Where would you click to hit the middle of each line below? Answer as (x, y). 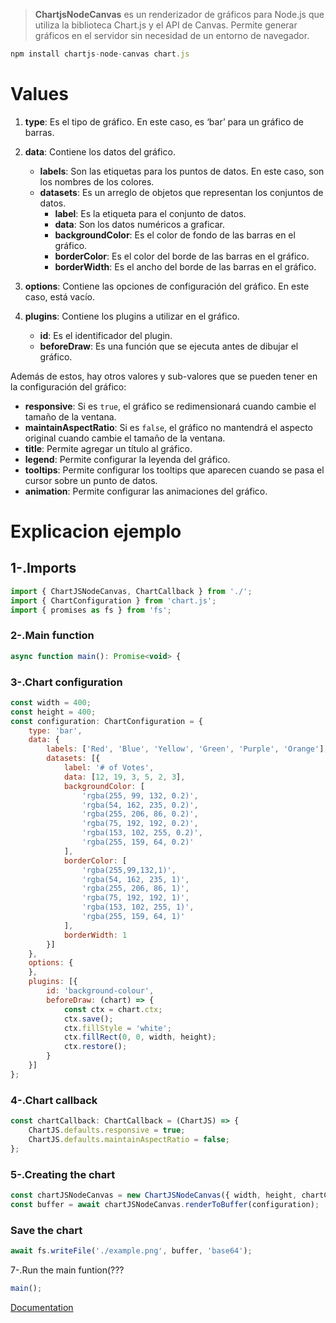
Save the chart (46, 1230)
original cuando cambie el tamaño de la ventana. (125, 438)
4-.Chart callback (54, 1100)
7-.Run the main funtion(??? (67, 1270)
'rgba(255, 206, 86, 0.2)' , (140, 814)
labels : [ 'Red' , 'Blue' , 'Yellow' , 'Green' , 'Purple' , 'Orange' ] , (187, 749)
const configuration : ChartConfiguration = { (106, 721)
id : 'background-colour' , (100, 991)
